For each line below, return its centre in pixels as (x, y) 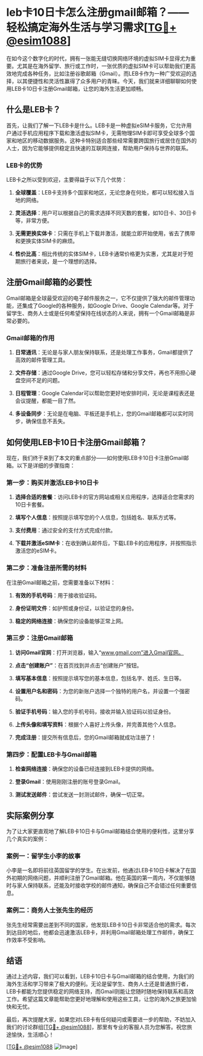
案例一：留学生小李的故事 (43, 856)
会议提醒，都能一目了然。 (47, 401)
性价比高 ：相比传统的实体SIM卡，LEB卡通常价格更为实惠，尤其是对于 (101, 254)
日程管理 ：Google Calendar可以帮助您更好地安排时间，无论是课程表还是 (105, 393)
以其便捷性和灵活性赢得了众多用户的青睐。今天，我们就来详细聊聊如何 (104, 81)
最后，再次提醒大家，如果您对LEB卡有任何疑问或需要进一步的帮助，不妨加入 (101, 1020)
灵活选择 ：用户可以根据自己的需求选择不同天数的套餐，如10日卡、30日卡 (106, 213)
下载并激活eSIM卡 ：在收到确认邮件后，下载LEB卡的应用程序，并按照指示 (106, 543)
